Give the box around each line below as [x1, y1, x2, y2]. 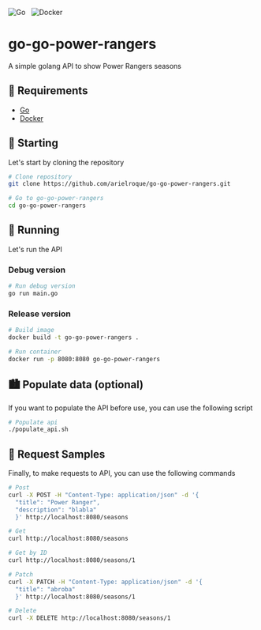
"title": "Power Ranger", [15, 498, 101, 506]
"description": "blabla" [15, 506, 97, 514]
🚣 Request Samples [8, 447, 106, 461]
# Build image [8, 326, 55, 334]
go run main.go [8, 289, 58, 298]
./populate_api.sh [8, 425, 69, 434]
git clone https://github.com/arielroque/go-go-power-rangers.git [8, 180, 231, 188]
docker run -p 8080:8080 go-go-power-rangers [8, 355, 160, 363]
